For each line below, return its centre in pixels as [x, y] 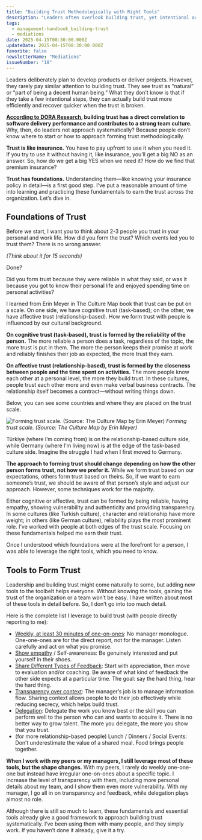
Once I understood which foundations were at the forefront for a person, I [97, 545]
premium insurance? [32, 167]
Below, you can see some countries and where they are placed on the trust [99, 403]
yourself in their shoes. [43, 660]
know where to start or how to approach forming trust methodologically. [95, 136]
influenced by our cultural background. [54, 323]
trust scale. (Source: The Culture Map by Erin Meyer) [72, 428]
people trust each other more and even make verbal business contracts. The [101, 385]
